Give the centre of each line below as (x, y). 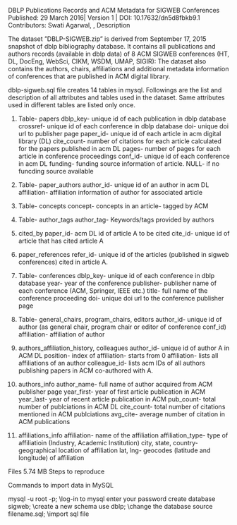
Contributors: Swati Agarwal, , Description (69, 25)
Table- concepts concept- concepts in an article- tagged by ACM (113, 206)
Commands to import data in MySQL (61, 485)
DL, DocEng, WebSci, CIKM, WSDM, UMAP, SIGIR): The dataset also (107, 61)
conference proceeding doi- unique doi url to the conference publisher (121, 298)
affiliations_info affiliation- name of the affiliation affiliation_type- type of (123, 435)
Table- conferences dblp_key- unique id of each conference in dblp (116, 276)
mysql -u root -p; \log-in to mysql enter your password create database (112, 499)
